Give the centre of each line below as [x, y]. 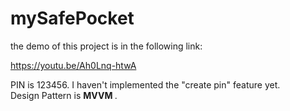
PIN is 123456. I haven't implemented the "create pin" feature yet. [145, 84]
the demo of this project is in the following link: [106, 46]
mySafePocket [72, 18]
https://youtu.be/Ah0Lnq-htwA [73, 65]
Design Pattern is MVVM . [64, 95]
